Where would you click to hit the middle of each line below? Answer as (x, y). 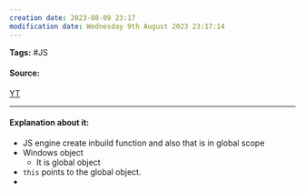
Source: (25, 73)
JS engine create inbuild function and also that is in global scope (143, 143)
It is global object (69, 162)
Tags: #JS (29, 52)
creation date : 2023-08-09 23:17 (73, 18)
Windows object (53, 152)
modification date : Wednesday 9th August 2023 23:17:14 (117, 26)
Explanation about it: (49, 123)
